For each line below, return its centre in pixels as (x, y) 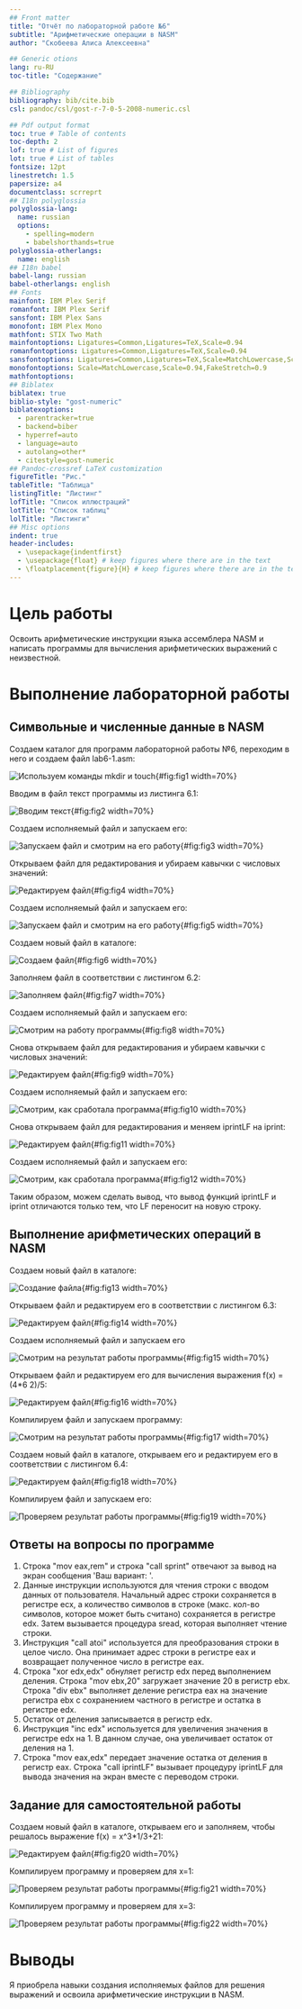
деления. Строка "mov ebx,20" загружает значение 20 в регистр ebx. (156, 1681)
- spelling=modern (60, 234)
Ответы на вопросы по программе (112, 1545)
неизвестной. (35, 658)
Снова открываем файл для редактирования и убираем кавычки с (138, 1047)
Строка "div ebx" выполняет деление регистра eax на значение (145, 1691)
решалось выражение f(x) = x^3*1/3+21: (86, 1836)
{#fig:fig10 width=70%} (203, 1109)
